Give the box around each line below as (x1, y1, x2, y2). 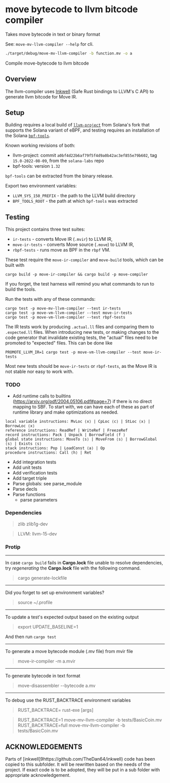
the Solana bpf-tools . (5, 133, 51, 139)
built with (5, 262, 25, 268)
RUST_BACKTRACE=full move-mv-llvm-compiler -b (17, 723, 125, 729)
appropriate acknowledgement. (5, 772, 71, 778)
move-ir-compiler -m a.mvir (17, 658, 76, 664)
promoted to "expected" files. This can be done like (5, 340, 113, 346)
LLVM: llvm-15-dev (17, 530, 57, 537)
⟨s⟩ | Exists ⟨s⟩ (5, 441, 42, 446)
